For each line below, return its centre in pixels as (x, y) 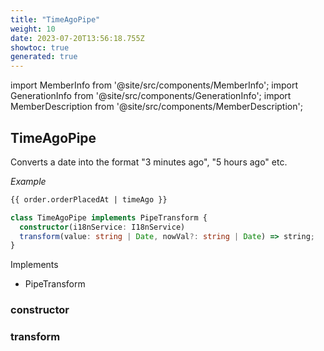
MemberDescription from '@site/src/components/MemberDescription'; (156, 107)
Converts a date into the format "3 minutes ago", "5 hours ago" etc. (149, 162)
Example (28, 181)
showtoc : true (40, 47)
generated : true (44, 57)
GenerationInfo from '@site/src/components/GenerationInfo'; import (151, 96)
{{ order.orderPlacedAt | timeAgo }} (89, 199)
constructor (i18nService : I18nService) (102, 227)
